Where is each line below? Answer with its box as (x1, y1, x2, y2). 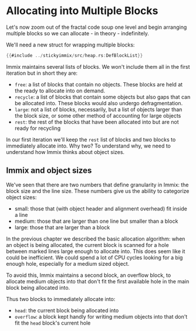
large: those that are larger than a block (14, 223, 110, 230)
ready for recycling (14, 125, 60, 132)
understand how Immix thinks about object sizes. (6, 148, 125, 155)
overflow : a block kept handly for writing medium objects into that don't (14, 313, 188, 320)
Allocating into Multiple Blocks (6, 4, 158, 18)
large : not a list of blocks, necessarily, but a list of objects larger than (14, 106, 183, 113)
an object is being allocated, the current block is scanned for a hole (6, 241, 169, 248)
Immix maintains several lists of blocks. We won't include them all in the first (6, 63, 190, 70)
